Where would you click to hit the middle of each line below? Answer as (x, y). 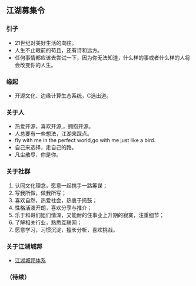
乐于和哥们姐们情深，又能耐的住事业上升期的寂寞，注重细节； (89, 215)
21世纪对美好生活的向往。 (46, 42)
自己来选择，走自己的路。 (46, 147)
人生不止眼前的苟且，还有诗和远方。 (59, 50)
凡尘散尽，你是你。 (38, 154)
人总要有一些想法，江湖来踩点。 (53, 134)
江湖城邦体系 (30, 260)
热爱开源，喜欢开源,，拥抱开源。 (54, 126)
